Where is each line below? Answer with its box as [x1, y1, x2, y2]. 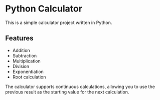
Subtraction [12, 52, 37, 58]
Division [12, 63, 29, 69]
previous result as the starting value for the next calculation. [5, 88, 129, 95]
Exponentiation [12, 68, 44, 74]
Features [5, 34, 34, 42]
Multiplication [12, 58, 41, 64]
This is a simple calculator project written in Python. [5, 19, 112, 25]
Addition [12, 47, 30, 53]
